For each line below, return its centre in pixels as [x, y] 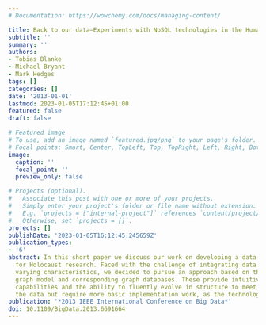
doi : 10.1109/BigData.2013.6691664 [67, 309]
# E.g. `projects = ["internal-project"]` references [102, 213]
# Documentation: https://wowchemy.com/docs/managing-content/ [115, 15]
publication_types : [40, 243]
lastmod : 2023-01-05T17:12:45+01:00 [68, 104]
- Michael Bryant [37, 67]
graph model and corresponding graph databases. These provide [122, 279]
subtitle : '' [30, 37]
